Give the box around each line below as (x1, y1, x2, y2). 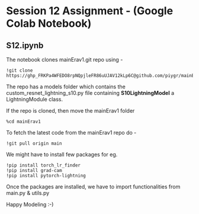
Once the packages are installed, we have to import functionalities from (6, 183, 181, 190)
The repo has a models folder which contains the (6, 83, 126, 90)
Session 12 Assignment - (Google (6, 4, 174, 18)
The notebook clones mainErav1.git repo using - (6, 56, 123, 63)
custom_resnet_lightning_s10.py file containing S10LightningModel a (6, 90, 175, 96)
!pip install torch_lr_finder (6, 162, 81, 168)
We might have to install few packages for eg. (6, 151, 118, 158)
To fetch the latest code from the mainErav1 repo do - (6, 129, 137, 136)
